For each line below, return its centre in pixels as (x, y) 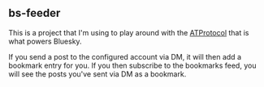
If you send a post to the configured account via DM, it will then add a (125, 56)
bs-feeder (35, 13)
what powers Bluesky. (45, 41)
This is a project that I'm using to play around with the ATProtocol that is (129, 32)
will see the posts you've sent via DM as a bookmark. (97, 74)
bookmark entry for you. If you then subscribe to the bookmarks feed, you (132, 65)
